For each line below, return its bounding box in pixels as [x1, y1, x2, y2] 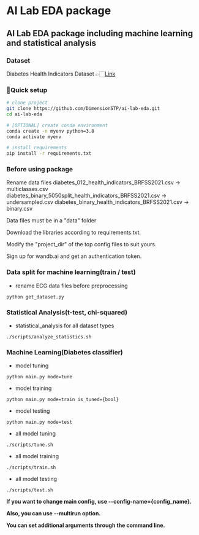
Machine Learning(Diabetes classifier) [6, 348, 124, 356]
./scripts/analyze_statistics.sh [6, 334, 92, 340]
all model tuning [15, 430, 56, 437]
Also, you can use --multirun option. [6, 510, 101, 517]
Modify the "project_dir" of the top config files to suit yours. [6, 241, 157, 248]
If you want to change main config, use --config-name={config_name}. [6, 498, 192, 506]
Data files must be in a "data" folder [6, 217, 97, 224]
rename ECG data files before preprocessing [15, 282, 128, 289]
